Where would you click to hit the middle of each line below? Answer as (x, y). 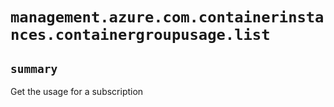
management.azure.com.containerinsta (167, 17)
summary (34, 68)
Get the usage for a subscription (77, 91)
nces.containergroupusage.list (140, 35)
